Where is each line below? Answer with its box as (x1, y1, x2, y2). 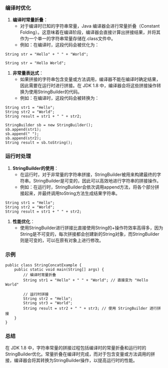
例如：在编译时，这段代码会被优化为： (20, 42, 99, 48)
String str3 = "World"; (23, 300, 73, 305)
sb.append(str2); (5, 136, 42, 141)
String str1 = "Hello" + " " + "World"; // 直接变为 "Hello (23, 277, 148, 283)
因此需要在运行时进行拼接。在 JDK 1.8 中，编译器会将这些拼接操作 (20, 83, 157, 89)
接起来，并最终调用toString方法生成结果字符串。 (20, 190, 120, 196)
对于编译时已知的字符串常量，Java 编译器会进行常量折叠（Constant (20, 23, 160, 29)
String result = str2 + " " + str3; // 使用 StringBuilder (23, 306, 148, 311)
